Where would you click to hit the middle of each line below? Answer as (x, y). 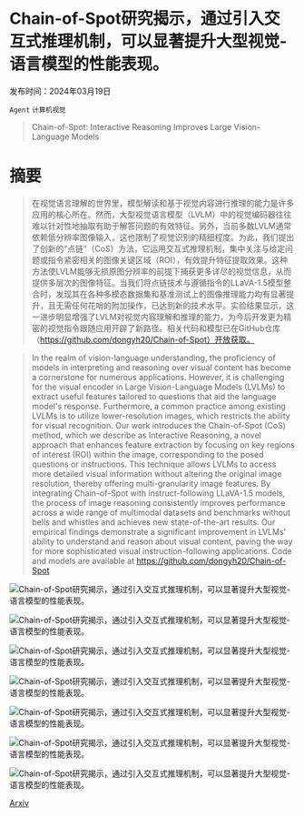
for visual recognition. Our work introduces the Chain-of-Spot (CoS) (158, 425)
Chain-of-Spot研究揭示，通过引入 (137, 19)
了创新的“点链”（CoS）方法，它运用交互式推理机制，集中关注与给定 (158, 248)
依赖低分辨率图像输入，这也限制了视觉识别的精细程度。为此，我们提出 (163, 237)
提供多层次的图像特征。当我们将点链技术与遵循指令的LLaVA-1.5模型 (157, 282)
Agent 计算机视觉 (38, 110)
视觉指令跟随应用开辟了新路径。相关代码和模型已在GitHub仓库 (164, 328)
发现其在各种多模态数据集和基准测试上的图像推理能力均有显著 (171, 294)
